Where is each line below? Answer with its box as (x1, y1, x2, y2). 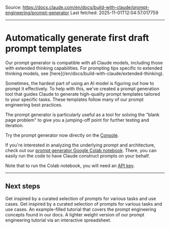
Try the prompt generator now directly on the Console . (5, 132, 119, 138)
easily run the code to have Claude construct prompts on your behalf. (5, 153, 150, 159)
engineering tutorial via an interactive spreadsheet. (5, 217, 111, 223)
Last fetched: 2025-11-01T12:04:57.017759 (70, 10, 158, 16)
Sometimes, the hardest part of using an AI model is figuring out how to (5, 80, 154, 86)
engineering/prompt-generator (5, 10, 69, 16)
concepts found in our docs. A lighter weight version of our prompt (5, 211, 145, 217)
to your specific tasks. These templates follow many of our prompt (5, 96, 144, 102)
